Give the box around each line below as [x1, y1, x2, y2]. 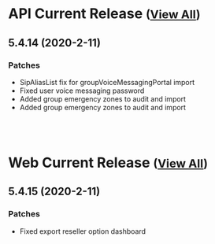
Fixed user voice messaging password [19, 86, 145, 95]
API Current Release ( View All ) [8, 5, 201, 23]
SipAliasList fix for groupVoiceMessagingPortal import [19, 77, 195, 87]
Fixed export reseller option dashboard [19, 226, 146, 236]
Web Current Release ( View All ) [8, 154, 209, 172]
